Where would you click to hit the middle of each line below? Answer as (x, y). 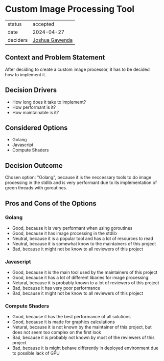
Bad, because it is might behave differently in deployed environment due (85, 348)
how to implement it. (26, 74)
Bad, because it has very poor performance (56, 288)
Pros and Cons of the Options (51, 203)
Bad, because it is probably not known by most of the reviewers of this (83, 337)
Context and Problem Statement (55, 58)
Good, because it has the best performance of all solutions (71, 317)
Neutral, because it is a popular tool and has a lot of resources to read (82, 238)
